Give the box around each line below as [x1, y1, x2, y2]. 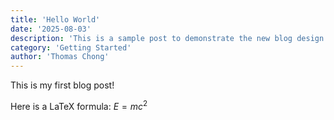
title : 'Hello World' [10, 14, 101, 25]
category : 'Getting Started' [10, 42, 132, 53]
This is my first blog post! [10, 79, 115, 91]
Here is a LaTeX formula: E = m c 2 [10, 99, 148, 112]
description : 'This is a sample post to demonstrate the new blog [10, 33, 293, 43]
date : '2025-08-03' [10, 24, 92, 34]
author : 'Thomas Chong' [10, 52, 110, 62]
